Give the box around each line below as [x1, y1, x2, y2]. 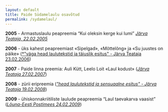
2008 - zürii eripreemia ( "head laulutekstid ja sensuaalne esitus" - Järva [5, 81, 157, 87]
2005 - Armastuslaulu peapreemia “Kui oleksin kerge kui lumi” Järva [5, 31, 148, 37]
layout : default [5, 7, 39, 13]
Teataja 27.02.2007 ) [5, 71, 47, 77]
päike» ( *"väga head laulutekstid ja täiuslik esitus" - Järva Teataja [5, 51, 142, 57]
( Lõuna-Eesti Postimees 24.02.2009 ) [5, 101, 82, 107]
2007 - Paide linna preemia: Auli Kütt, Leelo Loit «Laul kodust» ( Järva [5, 66, 150, 72]
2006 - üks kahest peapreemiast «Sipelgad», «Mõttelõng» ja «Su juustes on [5, 46, 163, 52]
